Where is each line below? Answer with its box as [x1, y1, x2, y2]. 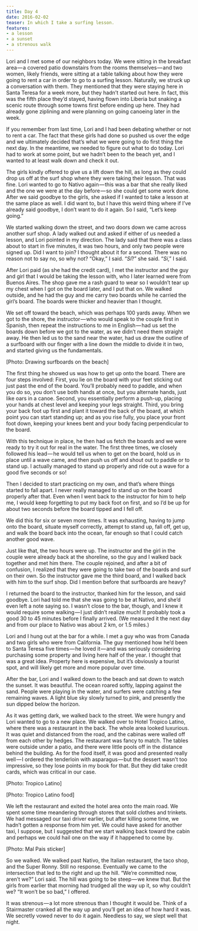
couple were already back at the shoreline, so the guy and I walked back [6, 553, 182, 560]
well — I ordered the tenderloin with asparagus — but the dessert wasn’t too [6, 756, 187, 763]
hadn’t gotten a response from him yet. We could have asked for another [6, 821, 183, 828]
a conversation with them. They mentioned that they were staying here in [6, 83, 184, 90]
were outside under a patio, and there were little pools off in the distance [6, 743, 183, 750]
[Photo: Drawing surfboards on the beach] [6, 358, 109, 365]
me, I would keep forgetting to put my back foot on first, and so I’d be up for [6, 499, 190, 506]
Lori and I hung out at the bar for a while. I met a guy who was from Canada [6, 632, 190, 640]
